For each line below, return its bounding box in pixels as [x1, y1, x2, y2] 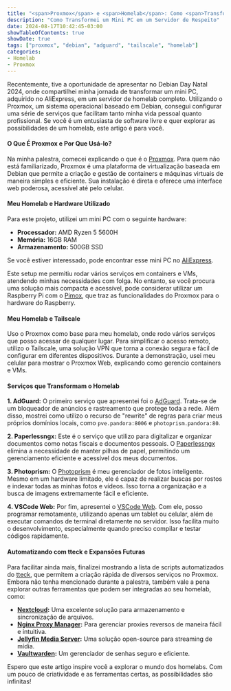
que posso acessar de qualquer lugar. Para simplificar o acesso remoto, [7, 337, 211, 345]
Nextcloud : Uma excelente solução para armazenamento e [16, 605, 186, 613]
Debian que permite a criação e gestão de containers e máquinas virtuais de [7, 169, 223, 177]
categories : [7, 49, 41, 56]
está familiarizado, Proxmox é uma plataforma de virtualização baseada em [7, 162, 221, 170]
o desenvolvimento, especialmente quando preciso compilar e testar [7, 525, 201, 533]
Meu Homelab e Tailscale [7, 314, 80, 323]
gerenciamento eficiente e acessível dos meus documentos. [7, 454, 177, 462]
